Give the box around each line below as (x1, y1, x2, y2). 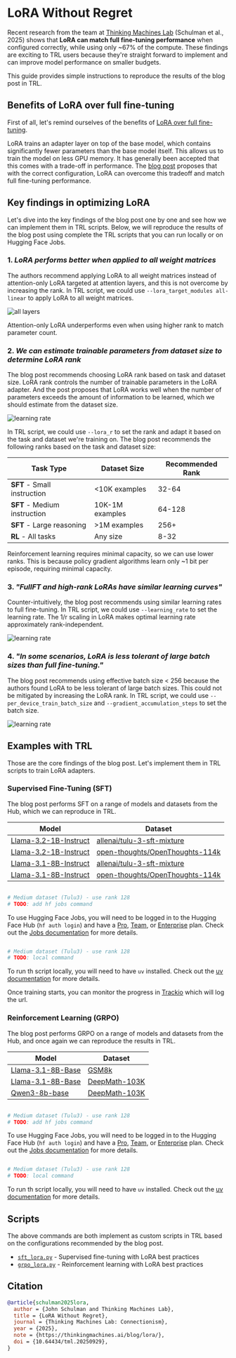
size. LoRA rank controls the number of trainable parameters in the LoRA (7, 378, 218, 387)
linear (7, 295, 27, 302)
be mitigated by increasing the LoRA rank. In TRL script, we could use (7, 691, 209, 699)
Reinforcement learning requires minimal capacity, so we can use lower (7, 550, 214, 558)
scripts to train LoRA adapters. (7, 766, 96, 774)
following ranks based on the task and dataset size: (7, 442, 157, 451)
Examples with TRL (7, 740, 93, 752)
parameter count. (7, 328, 58, 336)
